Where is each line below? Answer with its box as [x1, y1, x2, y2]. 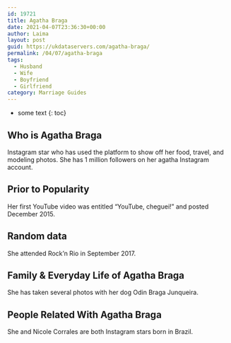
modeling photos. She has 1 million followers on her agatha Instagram [7, 155, 210, 163]
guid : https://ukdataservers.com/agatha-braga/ [7, 43, 150, 50]
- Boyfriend [13, 76, 49, 83]
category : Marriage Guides [7, 89, 87, 96]
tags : [7, 57, 23, 64]
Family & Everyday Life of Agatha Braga [7, 269, 185, 281]
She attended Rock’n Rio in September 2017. [7, 249, 136, 257]
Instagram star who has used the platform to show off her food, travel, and [7, 148, 224, 156]
